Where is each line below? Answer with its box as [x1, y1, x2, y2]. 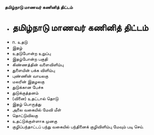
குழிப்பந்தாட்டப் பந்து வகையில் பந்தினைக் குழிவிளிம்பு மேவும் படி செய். [12, 123, 144, 129]
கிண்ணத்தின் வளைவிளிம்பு [12, 61, 64, 67]
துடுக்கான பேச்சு [12, 84, 43, 90]
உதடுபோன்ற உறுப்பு [12, 50, 51, 56]
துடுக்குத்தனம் [12, 90, 39, 96]
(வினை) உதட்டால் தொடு [12, 95, 59, 101]
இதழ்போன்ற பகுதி [12, 56, 48, 62]
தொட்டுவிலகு [12, 112, 38, 118]
